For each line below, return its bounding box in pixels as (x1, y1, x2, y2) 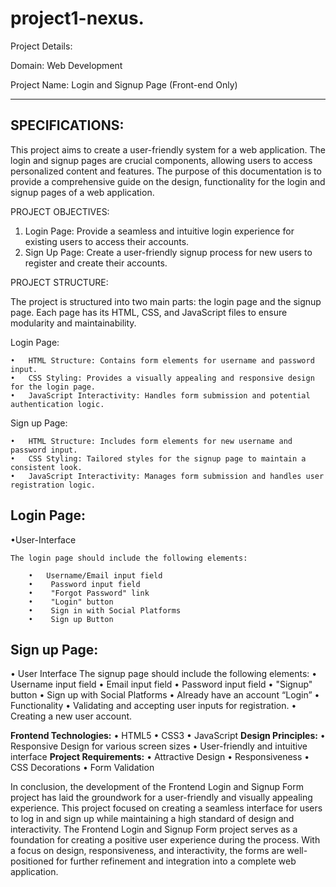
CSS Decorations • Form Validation (10, 762, 155, 774)
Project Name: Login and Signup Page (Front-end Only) (10, 78, 238, 91)
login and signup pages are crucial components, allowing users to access (10, 154, 313, 166)
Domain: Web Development (10, 59, 123, 71)
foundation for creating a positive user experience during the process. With (10, 834, 321, 846)
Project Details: (10, 40, 73, 52)
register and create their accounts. (24, 257, 168, 269)
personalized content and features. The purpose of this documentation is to (10, 165, 322, 177)
